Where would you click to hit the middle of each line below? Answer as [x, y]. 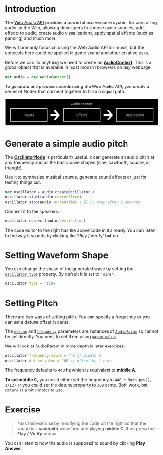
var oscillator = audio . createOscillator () [50, 192]
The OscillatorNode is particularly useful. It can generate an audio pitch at [80, 157]
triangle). [14, 168]
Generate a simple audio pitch [67, 144]
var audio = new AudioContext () [38, 77]
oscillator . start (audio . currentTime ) [43, 197]
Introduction [31, 9]
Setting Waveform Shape [57, 255]
